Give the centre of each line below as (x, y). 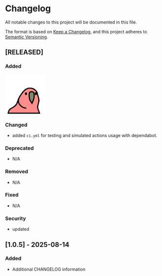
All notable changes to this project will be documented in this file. (71, 22)
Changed (16, 125)
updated (21, 229)
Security (15, 218)
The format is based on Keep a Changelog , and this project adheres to (76, 31)
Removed (17, 171)
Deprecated (20, 148)
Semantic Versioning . (27, 37)
